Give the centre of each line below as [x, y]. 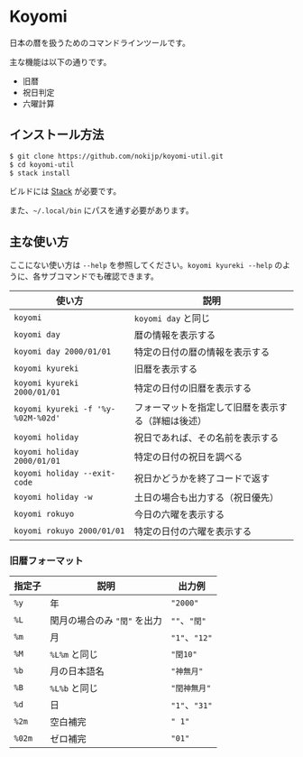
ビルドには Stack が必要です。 [65, 191]
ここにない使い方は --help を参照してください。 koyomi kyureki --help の [146, 265]
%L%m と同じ [74, 654]
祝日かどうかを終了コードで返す [202, 478]
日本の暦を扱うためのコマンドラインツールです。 [100, 42]
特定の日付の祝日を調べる [188, 457]
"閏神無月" [191, 688]
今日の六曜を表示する [179, 514]
